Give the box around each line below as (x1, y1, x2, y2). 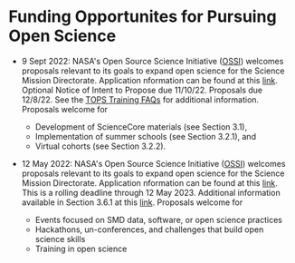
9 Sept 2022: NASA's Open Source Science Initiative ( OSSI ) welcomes (21, 55, 284, 66)
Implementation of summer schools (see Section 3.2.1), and (34, 131, 257, 141)
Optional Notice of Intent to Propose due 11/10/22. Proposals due (21, 84, 263, 95)
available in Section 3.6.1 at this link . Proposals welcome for (21, 197, 243, 208)
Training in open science (34, 243, 128, 254)
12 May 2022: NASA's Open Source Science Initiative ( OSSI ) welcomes (21, 158, 286, 169)
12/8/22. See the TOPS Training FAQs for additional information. (21, 93, 260, 105)
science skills (34, 233, 86, 244)
